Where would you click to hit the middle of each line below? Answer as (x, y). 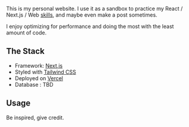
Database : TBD (34, 84)
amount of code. (26, 33)
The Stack (25, 51)
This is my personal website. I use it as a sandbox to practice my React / (94, 9)
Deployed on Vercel (39, 78)
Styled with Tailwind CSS (45, 72)
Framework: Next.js (39, 65)
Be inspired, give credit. (35, 118)
